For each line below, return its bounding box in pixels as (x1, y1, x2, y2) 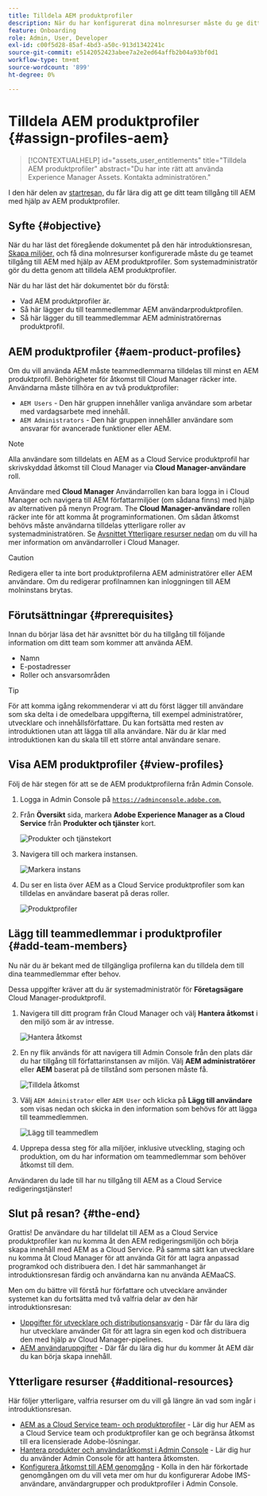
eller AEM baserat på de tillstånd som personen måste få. (19, 1064, 208, 1074)
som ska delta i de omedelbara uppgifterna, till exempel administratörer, (8, 710, 244, 719)
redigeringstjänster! (8, 1183, 73, 1194)
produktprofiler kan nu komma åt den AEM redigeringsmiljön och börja (8, 1237, 239, 1246)
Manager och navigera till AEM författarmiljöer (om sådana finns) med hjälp (8, 495, 255, 505)
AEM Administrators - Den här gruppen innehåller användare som (19, 415, 234, 425)
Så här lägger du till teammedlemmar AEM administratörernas (19, 314, 222, 323)
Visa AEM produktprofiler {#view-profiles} (8, 758, 224, 772)
